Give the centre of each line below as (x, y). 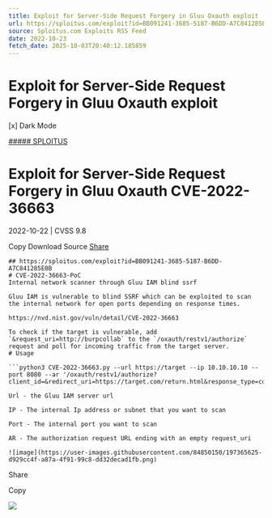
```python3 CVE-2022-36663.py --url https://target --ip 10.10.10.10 (128, 367)
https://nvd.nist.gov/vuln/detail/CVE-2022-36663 (94, 318)
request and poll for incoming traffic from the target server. (119, 346)
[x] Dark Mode (32, 125)
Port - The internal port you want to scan (83, 424)
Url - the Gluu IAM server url (61, 396)
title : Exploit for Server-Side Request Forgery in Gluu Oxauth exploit (134, 16)
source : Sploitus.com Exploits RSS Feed (78, 31)
